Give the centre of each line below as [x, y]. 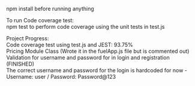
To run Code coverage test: [40, 20]
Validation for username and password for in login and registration [88, 57]
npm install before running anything [50, 9]
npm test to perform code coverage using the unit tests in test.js [85, 27]
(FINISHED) [20, 64]
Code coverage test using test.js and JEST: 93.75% [70, 45]
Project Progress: [28, 38]
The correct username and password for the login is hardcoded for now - [97, 70]
